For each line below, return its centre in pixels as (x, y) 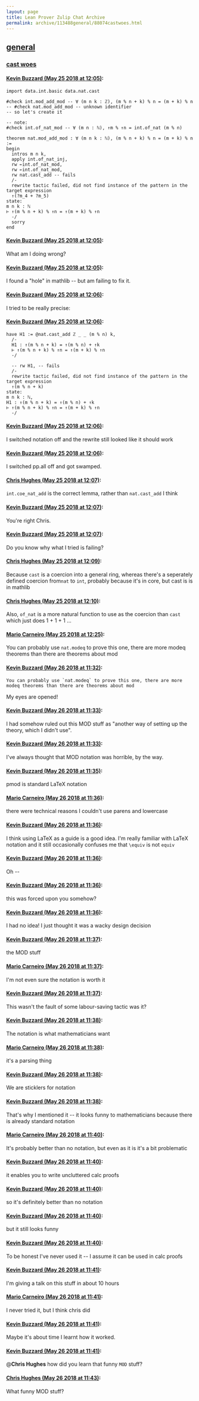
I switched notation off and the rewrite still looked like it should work (90, 439)
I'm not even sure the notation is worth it (56, 980)
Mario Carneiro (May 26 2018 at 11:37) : (55, 966)
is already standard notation (41, 1121)
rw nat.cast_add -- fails (44, 175)
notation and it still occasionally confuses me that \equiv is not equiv (90, 844)
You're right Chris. (29, 520)
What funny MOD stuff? (35, 1391)
